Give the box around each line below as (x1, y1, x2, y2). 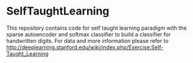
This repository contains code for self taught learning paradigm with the (6, 24, 187, 31)
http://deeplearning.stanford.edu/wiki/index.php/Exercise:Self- (6, 44, 164, 51)
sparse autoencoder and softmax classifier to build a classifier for (6, 30, 171, 38)
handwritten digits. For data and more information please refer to (6, 37, 169, 44)
